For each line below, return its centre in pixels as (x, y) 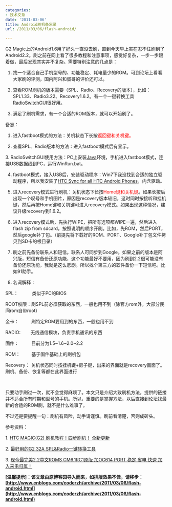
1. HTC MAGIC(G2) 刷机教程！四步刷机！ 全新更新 (58, 438)
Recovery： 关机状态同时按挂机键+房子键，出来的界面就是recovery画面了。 (85, 365)
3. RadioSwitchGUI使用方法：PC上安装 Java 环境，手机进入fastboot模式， (82, 158)
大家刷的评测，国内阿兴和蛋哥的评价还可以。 (60, 79)
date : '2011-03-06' (26, 19)
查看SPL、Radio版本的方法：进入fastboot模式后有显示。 (72, 146)
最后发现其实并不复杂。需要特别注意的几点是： (68, 62)
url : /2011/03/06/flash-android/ (41, 29)
